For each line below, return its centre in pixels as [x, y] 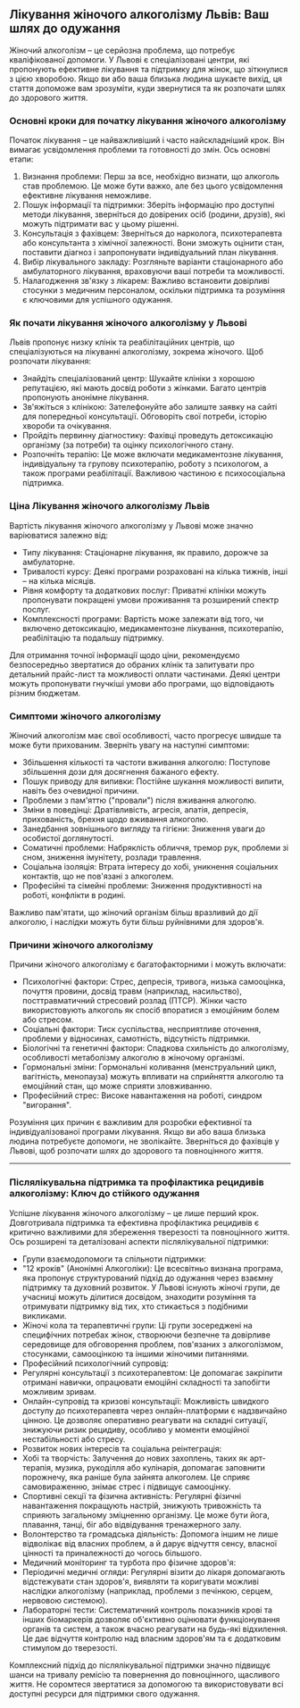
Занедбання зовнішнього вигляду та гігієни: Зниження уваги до [144, 829]
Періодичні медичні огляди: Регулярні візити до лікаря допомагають [154, 1571]
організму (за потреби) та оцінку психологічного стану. [128, 445]
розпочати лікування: [50, 362]
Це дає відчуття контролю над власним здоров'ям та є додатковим [151, 1638]
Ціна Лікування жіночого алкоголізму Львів [110, 506]
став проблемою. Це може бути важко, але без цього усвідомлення [152, 186]
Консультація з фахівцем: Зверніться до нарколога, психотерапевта [152, 233]
